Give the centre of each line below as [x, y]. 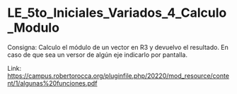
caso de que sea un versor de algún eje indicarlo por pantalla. [98, 55]
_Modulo [34, 28]
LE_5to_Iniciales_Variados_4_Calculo [117, 13]
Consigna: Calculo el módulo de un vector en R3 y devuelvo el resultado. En [118, 47]
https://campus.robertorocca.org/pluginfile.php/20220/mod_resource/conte [118, 76]
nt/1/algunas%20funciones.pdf [52, 83]
